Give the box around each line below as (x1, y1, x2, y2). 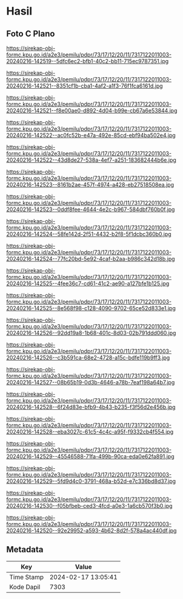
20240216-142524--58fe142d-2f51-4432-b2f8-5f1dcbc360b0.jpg (6, 230, 171, 238)
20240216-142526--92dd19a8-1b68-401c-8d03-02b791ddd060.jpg (6, 330, 176, 336)
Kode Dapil (9, 583, 41, 591)
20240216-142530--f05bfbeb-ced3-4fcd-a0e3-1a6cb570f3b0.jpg (6, 502, 173, 509)
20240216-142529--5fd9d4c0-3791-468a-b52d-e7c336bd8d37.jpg (6, 477, 176, 485)
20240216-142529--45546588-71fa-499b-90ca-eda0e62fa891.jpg (6, 453, 175, 460)
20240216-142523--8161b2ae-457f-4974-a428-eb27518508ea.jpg (6, 181, 175, 188)
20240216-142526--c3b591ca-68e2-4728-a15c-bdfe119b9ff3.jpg (6, 354, 170, 361)
